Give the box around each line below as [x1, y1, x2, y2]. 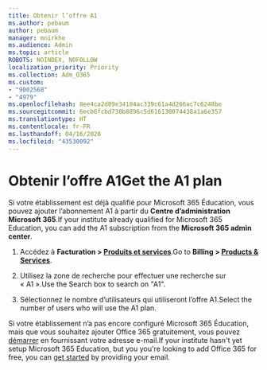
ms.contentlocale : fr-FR [8, 123, 91, 130]
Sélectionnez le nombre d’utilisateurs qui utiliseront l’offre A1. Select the [19, 295, 253, 305]
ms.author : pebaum [8, 19, 69, 27]
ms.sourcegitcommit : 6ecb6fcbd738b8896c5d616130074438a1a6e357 [8, 108, 222, 116]
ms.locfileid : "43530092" [8, 137, 94, 146]
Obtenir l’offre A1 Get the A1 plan [8, 172, 222, 189]
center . [8, 232, 33, 241]
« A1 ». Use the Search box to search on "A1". [19, 279, 166, 289]
